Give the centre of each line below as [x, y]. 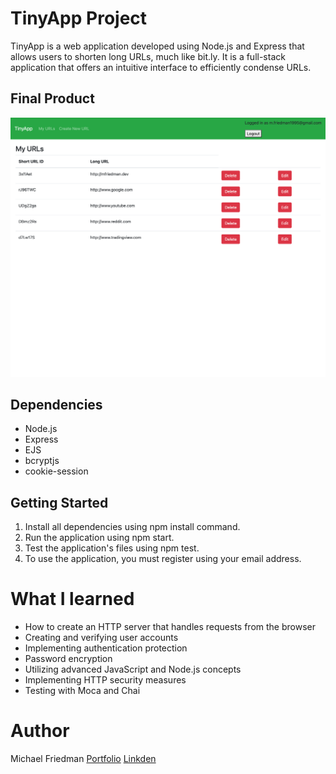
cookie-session [56, 471]
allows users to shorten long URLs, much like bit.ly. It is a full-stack [148, 56]
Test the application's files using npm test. [112, 548]
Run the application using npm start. [99, 538]
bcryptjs [42, 461]
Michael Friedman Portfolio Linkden [83, 759]
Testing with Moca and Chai [82, 691]
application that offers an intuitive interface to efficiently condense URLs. [161, 67]
